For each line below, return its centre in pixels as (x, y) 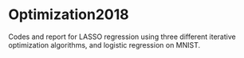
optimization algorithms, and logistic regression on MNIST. (104, 44)
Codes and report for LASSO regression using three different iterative (122, 37)
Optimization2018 (69, 15)
